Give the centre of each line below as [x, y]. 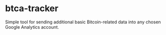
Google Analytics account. [32, 27]
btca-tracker [32, 9]
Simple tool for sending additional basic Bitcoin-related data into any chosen [83, 22]
